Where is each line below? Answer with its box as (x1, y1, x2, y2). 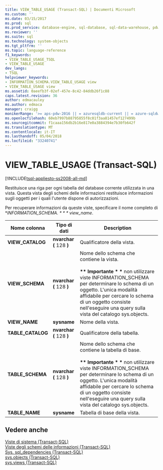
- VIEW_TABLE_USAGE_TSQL (5, 57, 55, 62)
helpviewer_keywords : (5, 75, 49, 80)
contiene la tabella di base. (80, 346, 141, 353)
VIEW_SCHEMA (7, 280, 45, 287)
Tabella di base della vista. (80, 409, 140, 416)
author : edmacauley (5, 98, 45, 103)
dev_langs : (5, 66, 27, 71)
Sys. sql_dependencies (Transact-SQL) (5, 449, 83, 455)
